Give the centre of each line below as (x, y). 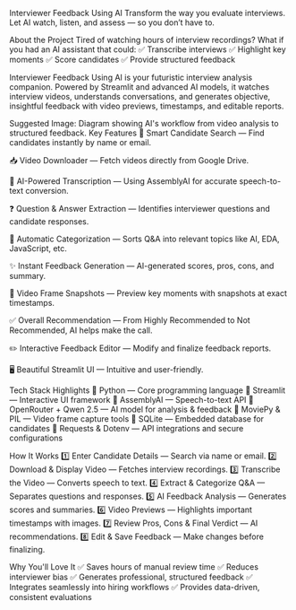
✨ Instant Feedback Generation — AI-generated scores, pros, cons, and (142, 266)
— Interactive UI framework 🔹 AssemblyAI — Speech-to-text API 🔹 (131, 400)
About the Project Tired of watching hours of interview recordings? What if (147, 40)
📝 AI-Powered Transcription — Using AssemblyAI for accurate (123, 181)
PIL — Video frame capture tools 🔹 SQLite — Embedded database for (137, 419)
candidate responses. (49, 222)
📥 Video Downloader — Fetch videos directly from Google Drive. (129, 160)
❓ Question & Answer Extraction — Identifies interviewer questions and (140, 209)
